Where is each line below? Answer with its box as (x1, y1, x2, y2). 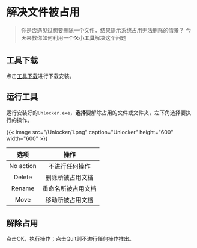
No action (9, 161, 37, 170)
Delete (13, 173, 32, 181)
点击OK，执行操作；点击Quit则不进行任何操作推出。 (6, 235, 135, 243)
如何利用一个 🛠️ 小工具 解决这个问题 (41, 34, 127, 41)
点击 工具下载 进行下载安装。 (6, 72, 75, 79)
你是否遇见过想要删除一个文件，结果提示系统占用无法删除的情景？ (20, 26, 184, 34)
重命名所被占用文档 (42, 184, 97, 193)
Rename (11, 184, 35, 193)
